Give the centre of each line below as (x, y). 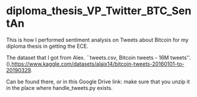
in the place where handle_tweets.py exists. (59, 88)
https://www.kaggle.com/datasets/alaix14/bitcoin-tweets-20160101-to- (98, 64)
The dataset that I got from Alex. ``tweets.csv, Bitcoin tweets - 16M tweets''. (99, 57)
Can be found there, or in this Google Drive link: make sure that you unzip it (98, 82)
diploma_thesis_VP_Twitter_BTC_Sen (99, 11)
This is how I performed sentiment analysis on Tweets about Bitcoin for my (97, 40)
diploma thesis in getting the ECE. (47, 46)
